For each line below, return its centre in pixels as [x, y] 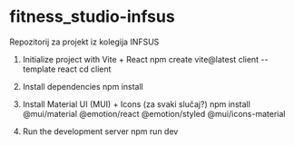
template [39, 69]
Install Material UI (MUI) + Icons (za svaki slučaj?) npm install [137, 104]
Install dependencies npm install [83, 86]
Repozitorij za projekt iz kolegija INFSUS [84, 42]
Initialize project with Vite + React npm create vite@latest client [141, 59]
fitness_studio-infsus [92, 17]
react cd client [84, 69]
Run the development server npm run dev [100, 131]
